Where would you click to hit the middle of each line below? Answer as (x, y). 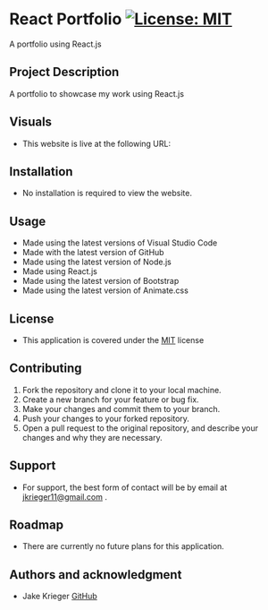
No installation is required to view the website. (107, 193)
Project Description (64, 72)
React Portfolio (66, 19)
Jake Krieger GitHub (60, 597)
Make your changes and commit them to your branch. (121, 408)
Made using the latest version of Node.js (96, 262)
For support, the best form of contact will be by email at (125, 487)
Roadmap (37, 525)
